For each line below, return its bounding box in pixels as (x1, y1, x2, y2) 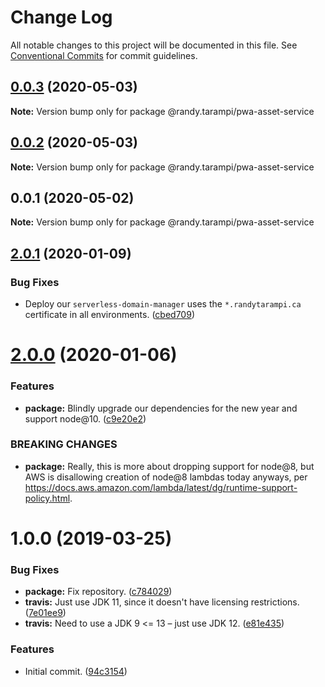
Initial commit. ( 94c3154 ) (24, 665, 128, 677)
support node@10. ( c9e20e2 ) (24, 412, 147, 425)
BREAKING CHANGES (10, 437, 118, 451)
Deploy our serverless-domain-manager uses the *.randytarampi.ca (24, 298, 302, 310)
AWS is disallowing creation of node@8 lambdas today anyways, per (24, 471, 308, 483)
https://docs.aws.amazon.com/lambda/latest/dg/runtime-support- (24, 481, 298, 493)
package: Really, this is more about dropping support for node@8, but (24, 460, 315, 472)
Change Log (10, 6, 113, 29)
